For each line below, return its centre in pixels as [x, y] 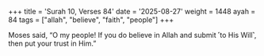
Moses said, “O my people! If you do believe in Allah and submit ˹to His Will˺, [132, 35]
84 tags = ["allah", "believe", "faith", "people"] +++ [91, 20]
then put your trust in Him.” [52, 43]
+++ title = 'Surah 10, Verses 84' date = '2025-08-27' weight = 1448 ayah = [132, 11]
